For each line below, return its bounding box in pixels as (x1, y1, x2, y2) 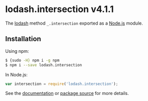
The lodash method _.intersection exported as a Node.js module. (5, 20, 143, 26)
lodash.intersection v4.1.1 (5, 4, 114, 15)
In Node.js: (5, 71, 28, 77)
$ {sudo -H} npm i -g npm (5, 58, 59, 63)
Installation (5, 35, 41, 43)
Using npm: (5, 48, 29, 54)
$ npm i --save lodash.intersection (5, 62, 82, 67)
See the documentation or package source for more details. (5, 90, 129, 96)
